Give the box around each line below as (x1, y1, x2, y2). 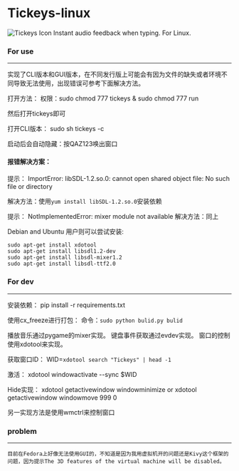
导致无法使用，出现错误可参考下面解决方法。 (13, 79, 144, 88)
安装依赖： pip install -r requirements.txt (7, 301, 126, 309)
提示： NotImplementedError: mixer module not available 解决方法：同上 (7, 212, 219, 221)
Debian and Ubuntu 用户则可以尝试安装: (7, 227, 124, 236)
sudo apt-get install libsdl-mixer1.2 (7, 254, 122, 262)
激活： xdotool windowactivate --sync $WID (7, 370, 137, 378)
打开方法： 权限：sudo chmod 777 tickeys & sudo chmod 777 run (7, 94, 199, 103)
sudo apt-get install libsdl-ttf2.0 (7, 260, 116, 268)
